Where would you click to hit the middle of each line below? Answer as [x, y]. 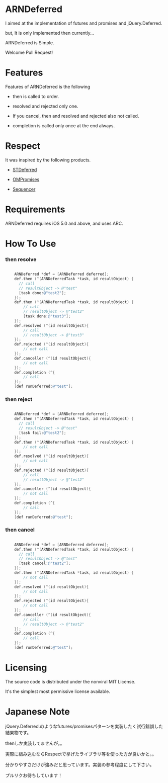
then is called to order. [36, 96]
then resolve [21, 259]
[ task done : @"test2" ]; [42, 293]
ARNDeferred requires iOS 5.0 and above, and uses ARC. [64, 223]
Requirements [35, 209]
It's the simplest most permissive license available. [58, 691]
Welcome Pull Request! [29, 52]
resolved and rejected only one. [45, 106]
